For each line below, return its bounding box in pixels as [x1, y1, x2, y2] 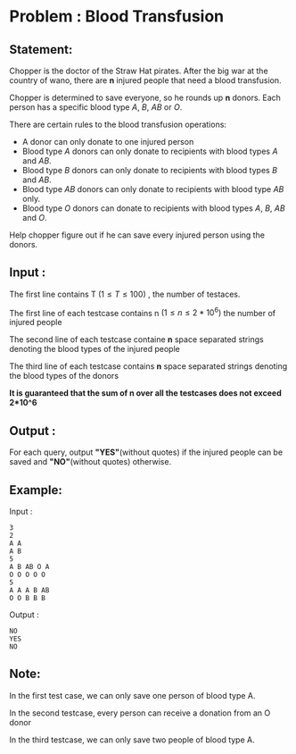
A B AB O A [9, 563, 50, 572]
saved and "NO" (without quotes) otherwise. [9, 457, 172, 467]
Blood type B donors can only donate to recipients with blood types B [21, 165, 278, 175]
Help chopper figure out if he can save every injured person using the [9, 230, 266, 240]
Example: [9, 482, 62, 498]
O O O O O [9, 570, 46, 580]
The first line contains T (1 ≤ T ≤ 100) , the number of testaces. [9, 289, 241, 299]
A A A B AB [9, 586, 50, 595]
